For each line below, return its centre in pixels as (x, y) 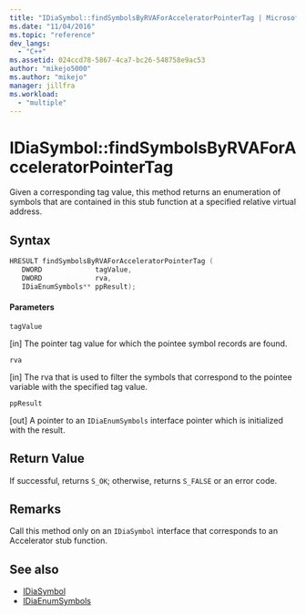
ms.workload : (34, 94)
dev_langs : (30, 43)
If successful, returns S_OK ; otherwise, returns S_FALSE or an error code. (143, 480)
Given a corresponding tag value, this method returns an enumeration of (145, 192)
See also (34, 569)
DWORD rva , (66, 278)
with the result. (37, 430)
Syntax (30, 240)
